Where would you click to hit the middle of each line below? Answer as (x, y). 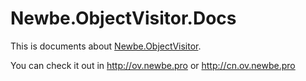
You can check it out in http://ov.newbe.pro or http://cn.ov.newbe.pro (153, 65)
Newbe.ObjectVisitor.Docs (123, 18)
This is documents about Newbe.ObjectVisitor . (106, 46)
